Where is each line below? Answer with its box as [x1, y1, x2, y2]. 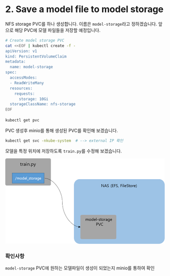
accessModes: [10, 75, 37, 80]
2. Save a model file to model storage [5, 4, 164, 15]
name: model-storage [10, 65, 53, 70]
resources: [10, 86, 33, 91]
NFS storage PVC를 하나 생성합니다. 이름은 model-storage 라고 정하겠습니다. [5, 21, 157, 27]
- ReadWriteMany [10, 80, 44, 85]
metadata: [5, 59, 26, 64]
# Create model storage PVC [5, 38, 65, 43]
